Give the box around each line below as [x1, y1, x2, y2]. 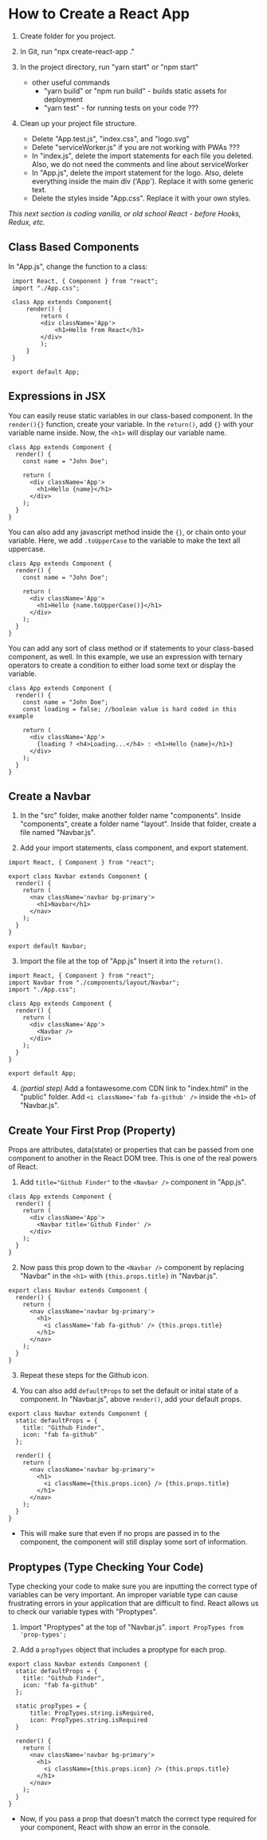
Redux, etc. [8, 217, 45, 227]
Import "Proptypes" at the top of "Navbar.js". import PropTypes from [19, 1622, 244, 1632]
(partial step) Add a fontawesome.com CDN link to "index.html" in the [19, 1083, 249, 1094]
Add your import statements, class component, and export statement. [19, 843, 249, 853]
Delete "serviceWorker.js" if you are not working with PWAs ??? [31, 142, 241, 152]
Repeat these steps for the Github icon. [19, 1371, 149, 1380]
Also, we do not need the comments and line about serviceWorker [31, 159, 249, 168]
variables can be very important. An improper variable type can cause [8, 1590, 238, 1599]
